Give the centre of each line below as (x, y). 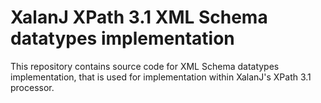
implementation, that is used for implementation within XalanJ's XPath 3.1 (161, 77)
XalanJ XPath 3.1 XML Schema (139, 17)
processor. (32, 87)
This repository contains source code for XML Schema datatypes (145, 66)
